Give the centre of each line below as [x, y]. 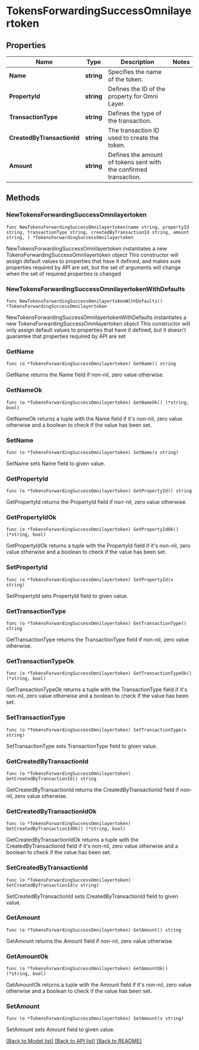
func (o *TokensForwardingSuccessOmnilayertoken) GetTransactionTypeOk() [99, 674]
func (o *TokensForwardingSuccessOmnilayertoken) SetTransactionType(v [96, 730]
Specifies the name [135, 72]
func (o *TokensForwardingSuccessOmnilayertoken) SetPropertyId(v [90, 579]
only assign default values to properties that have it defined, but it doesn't [96, 330]
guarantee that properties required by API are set [66, 336]
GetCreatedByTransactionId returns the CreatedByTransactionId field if [93, 790]
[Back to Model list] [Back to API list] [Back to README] [74, 1041]
